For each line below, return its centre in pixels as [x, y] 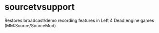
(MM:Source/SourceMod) [30, 25]
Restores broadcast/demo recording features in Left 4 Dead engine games [79, 20]
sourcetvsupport [40, 7]
